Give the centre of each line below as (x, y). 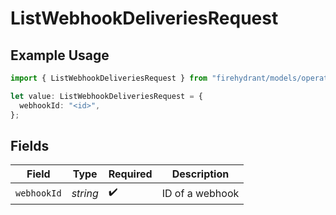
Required (130, 174)
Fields (30, 145)
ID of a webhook (200, 193)
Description (200, 174)
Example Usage (60, 55)
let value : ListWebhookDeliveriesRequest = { (106, 96)
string (85, 193)
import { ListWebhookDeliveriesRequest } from (109, 78)
